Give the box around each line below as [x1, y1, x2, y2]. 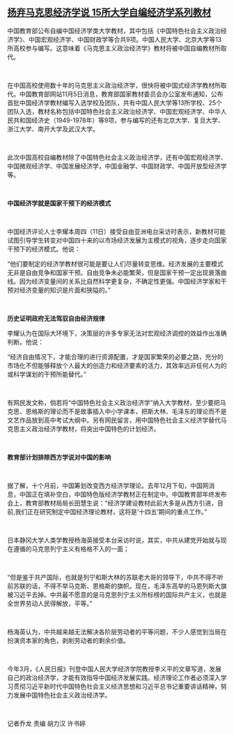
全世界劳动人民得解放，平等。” [7, 599, 93, 608]
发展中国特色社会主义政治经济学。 [13, 691, 111, 699]
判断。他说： [7, 337, 44, 346]
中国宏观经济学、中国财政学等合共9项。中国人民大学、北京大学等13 [28, 35, 222, 43]
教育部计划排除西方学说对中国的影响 [7, 453, 111, 461]
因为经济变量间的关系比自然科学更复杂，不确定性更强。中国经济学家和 [19, 277, 221, 285]
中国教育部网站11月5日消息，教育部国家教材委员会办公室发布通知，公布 [19, 89, 224, 98]
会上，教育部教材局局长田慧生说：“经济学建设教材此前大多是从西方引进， [7, 499, 218, 507]
